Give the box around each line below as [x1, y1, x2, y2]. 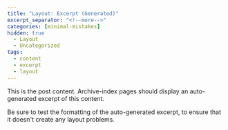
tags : [7, 49, 23, 56]
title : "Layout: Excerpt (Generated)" [7, 10, 119, 17]
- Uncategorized [13, 42, 60, 49]
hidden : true [7, 29, 45, 37]
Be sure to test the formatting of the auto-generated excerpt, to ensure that [7, 108, 222, 116]
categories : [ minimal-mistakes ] [7, 23, 100, 30]
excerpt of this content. [37, 94, 105, 102]
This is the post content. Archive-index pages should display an [7, 87, 189, 95]
